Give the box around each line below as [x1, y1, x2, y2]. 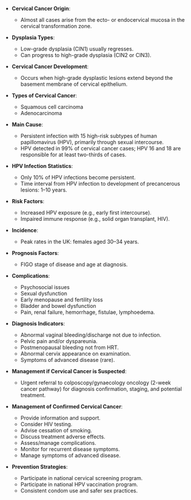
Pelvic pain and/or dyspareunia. [20, 338, 98, 344]
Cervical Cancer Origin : [11, 5, 71, 12]
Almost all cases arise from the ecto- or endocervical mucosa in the [20, 16, 185, 23]
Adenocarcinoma [20, 110, 62, 116]
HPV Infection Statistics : [11, 163, 73, 169]
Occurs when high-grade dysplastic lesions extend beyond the [20, 75, 173, 81]
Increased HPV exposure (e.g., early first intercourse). [20, 209, 152, 216]
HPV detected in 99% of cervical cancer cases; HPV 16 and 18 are [20, 145, 181, 152]
